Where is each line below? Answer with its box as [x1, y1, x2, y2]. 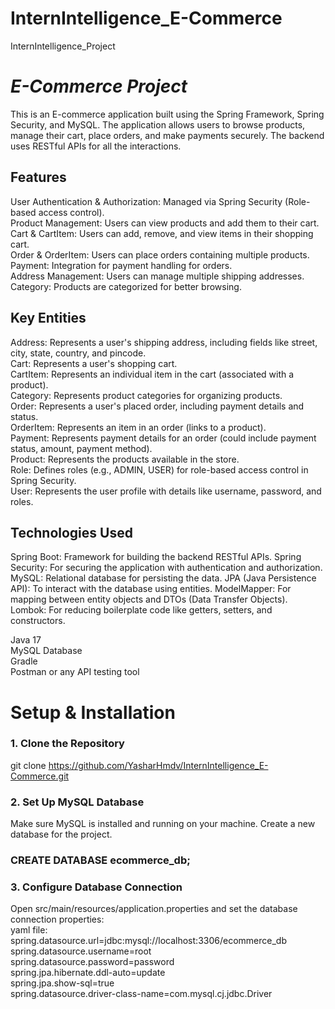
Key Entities [10, 310, 87, 327]
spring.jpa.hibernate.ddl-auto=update [10, 967, 166, 979]
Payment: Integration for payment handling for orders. [10, 259, 233, 271]
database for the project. [10, 828, 113, 841]
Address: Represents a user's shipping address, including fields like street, [10, 336, 318, 348]
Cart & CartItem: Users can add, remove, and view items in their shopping [10, 227, 314, 239]
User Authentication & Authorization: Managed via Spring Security [10, 195, 283, 207]
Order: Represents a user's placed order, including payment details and [10, 400, 305, 412]
